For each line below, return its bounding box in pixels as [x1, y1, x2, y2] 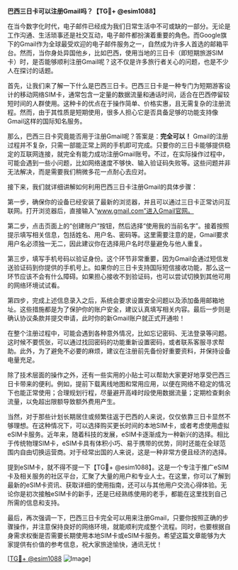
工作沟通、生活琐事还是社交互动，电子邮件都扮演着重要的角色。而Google [7, 31, 221, 39]
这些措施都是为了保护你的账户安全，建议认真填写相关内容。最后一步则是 [19, 305, 231, 313]
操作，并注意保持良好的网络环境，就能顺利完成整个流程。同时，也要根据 [13, 522, 225, 531]
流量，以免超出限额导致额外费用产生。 [7, 398, 119, 405]
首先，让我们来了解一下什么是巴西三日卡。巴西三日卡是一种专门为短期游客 [7, 82, 225, 89]
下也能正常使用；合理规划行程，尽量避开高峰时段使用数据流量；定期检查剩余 [7, 388, 231, 397]
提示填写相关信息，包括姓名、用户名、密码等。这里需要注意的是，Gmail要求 [7, 231, 229, 239]
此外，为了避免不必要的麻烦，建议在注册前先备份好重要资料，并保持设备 [19, 347, 231, 355]
